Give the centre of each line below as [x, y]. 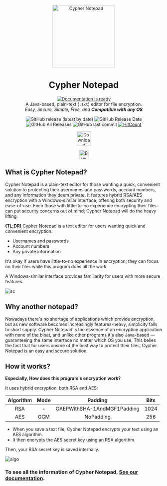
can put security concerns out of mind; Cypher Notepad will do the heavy [81, 211]
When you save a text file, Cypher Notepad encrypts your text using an [85, 429]
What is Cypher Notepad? [46, 172]
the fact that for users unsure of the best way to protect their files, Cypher [81, 345]
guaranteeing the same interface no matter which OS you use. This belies [81, 340]
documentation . [25, 479]
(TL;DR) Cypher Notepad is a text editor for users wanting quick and [75, 226]
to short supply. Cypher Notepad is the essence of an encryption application [84, 329]
